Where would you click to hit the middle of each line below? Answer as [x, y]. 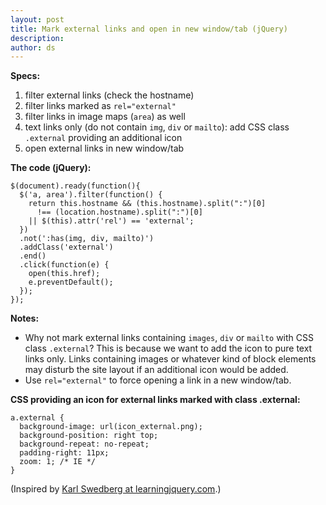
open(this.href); [64, 274]
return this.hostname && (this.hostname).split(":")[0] [147, 204]
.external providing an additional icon [103, 138]
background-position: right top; [89, 436]
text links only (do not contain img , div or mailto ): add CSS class [157, 127]
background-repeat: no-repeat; [84, 444]
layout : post [37, 19]
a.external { [37, 418]
